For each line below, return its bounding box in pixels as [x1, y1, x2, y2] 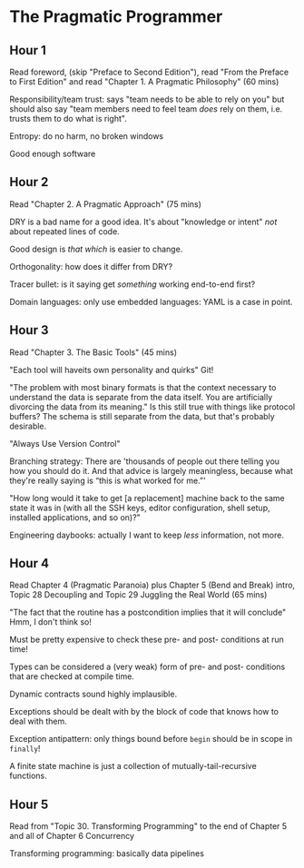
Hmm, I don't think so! [9, 616, 93, 627]
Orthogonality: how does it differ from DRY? [9, 261, 173, 271]
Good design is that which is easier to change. [9, 243, 183, 254]
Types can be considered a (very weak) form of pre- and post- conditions [9, 661, 286, 673]
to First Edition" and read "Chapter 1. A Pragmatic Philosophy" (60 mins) [9, 76, 279, 87]
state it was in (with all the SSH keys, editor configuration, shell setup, [9, 502, 270, 513]
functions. [9, 770, 47, 782]
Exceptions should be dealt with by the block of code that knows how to [9, 706, 279, 717]
